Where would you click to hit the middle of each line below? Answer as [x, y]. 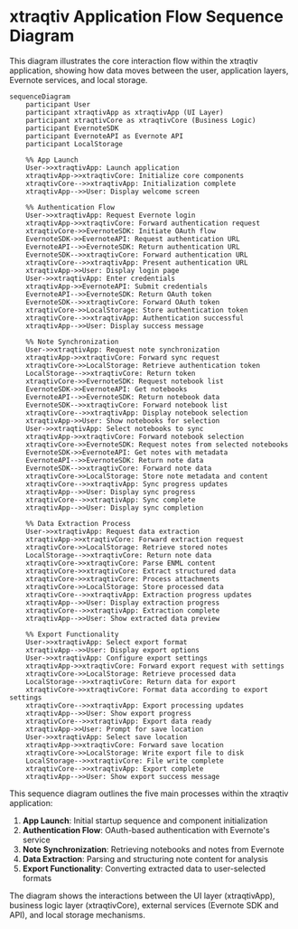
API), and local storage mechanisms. [78, 915]
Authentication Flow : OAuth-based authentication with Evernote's [146, 830]
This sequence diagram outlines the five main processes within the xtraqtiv [149, 793]
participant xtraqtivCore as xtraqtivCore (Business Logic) [141, 120]
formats [37, 877]
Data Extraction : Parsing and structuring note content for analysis [145, 859]
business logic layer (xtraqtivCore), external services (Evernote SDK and [144, 905]
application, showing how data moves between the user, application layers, [149, 70]
